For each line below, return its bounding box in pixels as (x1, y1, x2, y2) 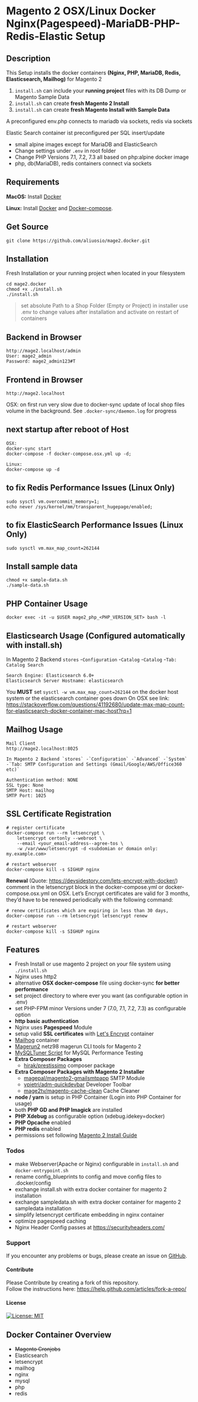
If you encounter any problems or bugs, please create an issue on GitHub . (6, 1252, 187, 1259)
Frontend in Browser (6, 374, 83, 385)
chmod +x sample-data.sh (6, 577, 68, 583)
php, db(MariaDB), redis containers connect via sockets (14, 160, 152, 167)
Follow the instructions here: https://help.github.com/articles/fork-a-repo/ (6, 1286, 187, 1293)
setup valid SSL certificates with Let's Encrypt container (14, 1030, 155, 1037)
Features (6, 945, 40, 955)
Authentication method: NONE (6, 777, 78, 783)
